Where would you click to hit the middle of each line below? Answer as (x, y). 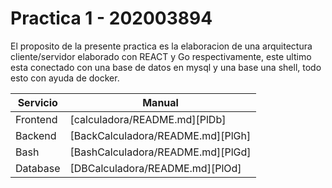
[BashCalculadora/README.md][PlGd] (160, 152)
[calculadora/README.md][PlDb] (148, 119)
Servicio (37, 102)
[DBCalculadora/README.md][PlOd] (155, 168)
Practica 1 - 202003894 (111, 18)
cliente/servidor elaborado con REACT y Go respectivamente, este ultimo (161, 56)
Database (38, 168)
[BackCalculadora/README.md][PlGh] (160, 135)
